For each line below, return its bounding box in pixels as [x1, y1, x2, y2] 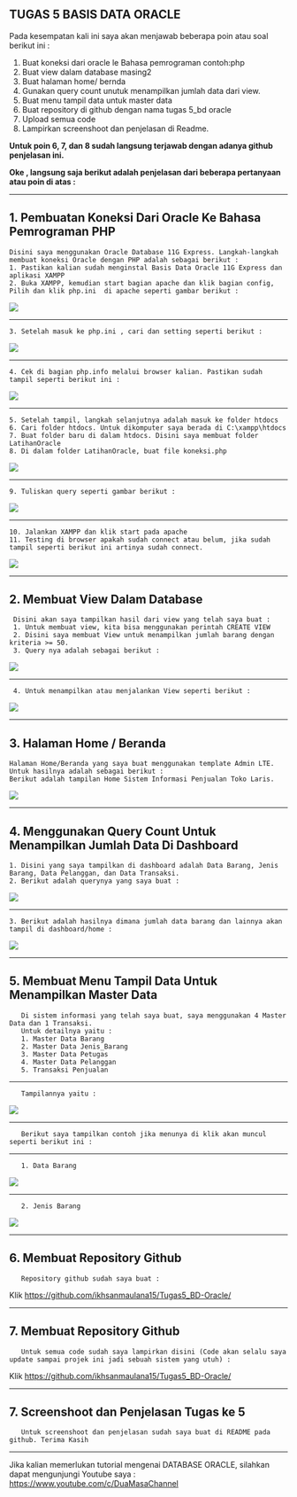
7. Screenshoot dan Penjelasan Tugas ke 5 [9, 1404, 246, 1419]
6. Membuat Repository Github [9, 1251, 182, 1266]
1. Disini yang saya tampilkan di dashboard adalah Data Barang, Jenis [9, 862, 278, 870]
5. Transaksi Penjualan [20, 1065, 109, 1074]
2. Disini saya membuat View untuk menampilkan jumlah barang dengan [12, 631, 275, 640]
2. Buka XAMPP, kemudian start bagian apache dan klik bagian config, [9, 278, 275, 287]
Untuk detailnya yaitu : [20, 1026, 113, 1035]
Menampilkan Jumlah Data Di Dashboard [9, 838, 239, 853]
